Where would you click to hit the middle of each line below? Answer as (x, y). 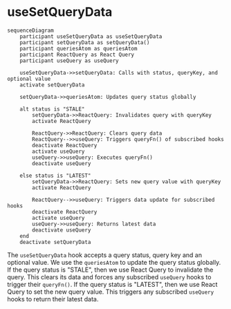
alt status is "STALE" (52, 109)
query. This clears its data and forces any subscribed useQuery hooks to (109, 277)
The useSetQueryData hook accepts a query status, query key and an (105, 255)
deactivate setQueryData (55, 242)
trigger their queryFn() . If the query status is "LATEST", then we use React (112, 284)
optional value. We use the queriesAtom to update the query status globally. (114, 262)
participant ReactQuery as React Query (77, 55)
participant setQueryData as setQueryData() (85, 42)
